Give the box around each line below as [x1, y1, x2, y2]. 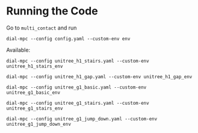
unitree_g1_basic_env [6, 89, 61, 96]
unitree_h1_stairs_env [6, 63, 63, 69]
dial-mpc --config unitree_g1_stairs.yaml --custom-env [6, 100, 149, 106]
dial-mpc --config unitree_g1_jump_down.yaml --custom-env [6, 116, 158, 122]
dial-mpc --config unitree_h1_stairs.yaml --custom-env [6, 58, 149, 64]
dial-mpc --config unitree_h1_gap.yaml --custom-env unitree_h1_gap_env [6, 73, 193, 79]
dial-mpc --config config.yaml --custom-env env [6, 36, 131, 42]
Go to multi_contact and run [6, 24, 77, 31]
